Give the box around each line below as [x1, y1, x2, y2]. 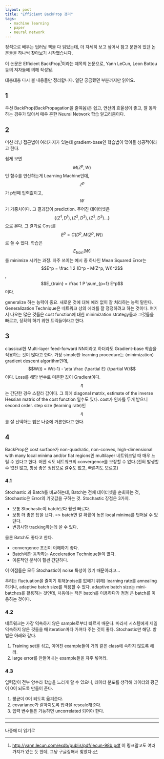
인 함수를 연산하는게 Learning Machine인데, [5, 173, 90, 178]
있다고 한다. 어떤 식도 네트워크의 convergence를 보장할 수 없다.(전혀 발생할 [15, 459, 159, 465]
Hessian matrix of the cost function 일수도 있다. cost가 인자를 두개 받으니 [5, 396, 148, 402]
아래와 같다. [14, 632, 37, 638]
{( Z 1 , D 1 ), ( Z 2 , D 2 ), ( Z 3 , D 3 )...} [54, 214, 110, 220]
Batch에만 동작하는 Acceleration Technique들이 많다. [12, 551, 116, 557]
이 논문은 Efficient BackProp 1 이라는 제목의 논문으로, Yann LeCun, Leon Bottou [5, 60, 158, 66]
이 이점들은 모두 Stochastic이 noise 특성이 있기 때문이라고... [5, 567, 121, 573]
